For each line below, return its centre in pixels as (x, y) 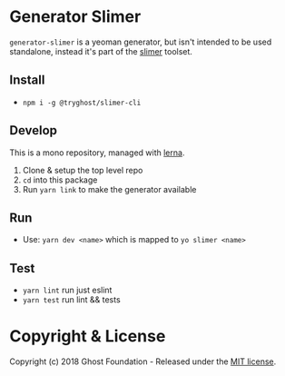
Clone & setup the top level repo (83, 170)
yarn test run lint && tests (71, 300)
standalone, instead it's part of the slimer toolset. (101, 51)
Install (27, 80)
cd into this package (60, 180)
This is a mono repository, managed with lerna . (97, 153)
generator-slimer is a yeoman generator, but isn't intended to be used (141, 42)
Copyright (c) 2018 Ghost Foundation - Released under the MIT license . (143, 361)
